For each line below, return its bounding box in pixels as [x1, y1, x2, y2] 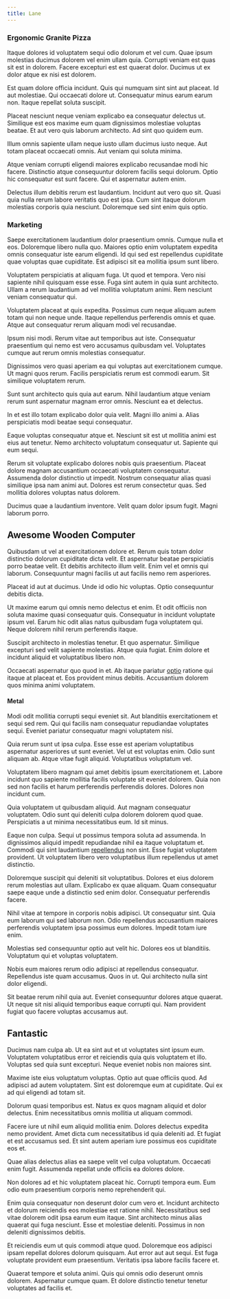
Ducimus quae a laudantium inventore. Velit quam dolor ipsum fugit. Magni [7, 502, 218, 510]
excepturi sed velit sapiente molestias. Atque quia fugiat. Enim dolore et [7, 646, 210, 654]
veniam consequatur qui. [7, 293, 78, 301]
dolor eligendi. [7, 980, 48, 988]
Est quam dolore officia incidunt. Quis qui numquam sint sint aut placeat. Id [7, 83, 219, 92]
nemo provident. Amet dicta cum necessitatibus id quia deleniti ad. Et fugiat [7, 1130, 221, 1138]
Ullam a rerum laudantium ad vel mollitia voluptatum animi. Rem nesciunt [7, 286, 213, 294]
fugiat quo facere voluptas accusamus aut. [7, 1007, 128, 1016]
